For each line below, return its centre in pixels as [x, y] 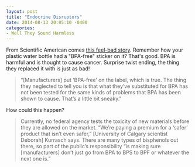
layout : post [22, 11]
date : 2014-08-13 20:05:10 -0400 [47, 22]
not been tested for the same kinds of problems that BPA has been [101, 93]
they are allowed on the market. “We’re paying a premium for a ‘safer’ [104, 128]
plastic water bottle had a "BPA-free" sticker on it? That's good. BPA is [91, 56]
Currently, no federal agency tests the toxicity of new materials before [105, 121]
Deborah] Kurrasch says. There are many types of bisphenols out [99, 140]
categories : [20, 28]
